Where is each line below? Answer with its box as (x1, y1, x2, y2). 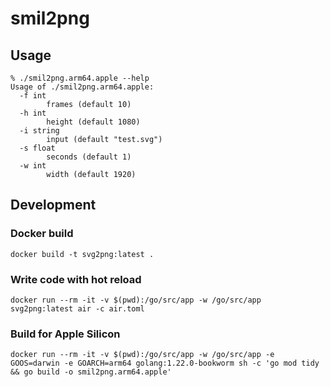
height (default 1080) (46, 117, 141, 127)
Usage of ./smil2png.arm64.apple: (10, 82, 155, 92)
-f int (19, 91, 47, 101)
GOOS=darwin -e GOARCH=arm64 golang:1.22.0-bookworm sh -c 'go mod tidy (10, 358, 320, 369)
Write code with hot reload (10, 272, 142, 286)
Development (10, 197, 97, 214)
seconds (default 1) (46, 152, 132, 162)
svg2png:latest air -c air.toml (10, 303, 145, 314)
